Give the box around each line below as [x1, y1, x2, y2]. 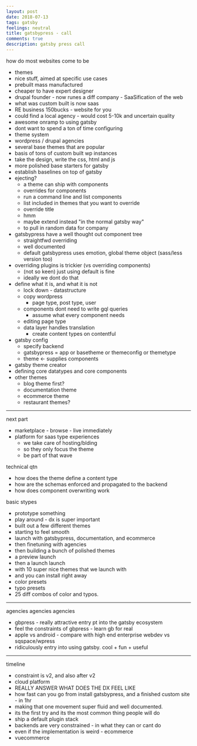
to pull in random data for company [23, 224, 108, 231]
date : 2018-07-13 [6, 14, 49, 20]
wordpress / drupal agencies [14, 137, 84, 144]
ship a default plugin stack [14, 716, 79, 723]
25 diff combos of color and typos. [14, 590, 98, 598]
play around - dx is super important [14, 516, 100, 523]
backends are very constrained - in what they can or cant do [14, 721, 161, 728]
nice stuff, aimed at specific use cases [14, 74, 108, 82]
